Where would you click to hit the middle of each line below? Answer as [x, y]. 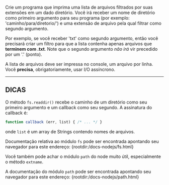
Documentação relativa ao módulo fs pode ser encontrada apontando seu [82, 141]
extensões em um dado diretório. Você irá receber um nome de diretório [80, 13]
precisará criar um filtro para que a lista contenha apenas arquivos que [79, 44]
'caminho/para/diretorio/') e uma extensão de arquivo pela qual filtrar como [83, 23]
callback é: [17, 113]
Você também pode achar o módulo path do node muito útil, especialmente [83, 156]
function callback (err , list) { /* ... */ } [54, 122]
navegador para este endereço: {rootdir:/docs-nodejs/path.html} [72, 177]
